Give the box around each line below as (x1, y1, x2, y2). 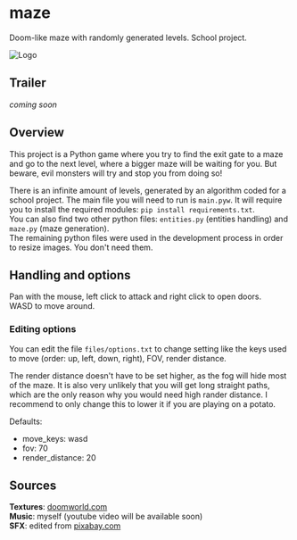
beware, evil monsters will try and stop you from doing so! (9, 168, 223, 179)
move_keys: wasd (21, 433, 88, 444)
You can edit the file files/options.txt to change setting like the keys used (9, 343, 287, 354)
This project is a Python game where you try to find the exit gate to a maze (9, 148, 284, 159)
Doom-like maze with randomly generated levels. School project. (9, 32, 247, 43)
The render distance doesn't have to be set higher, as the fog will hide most (9, 370, 287, 381)
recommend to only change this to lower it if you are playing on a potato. (9, 398, 276, 409)
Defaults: (9, 416, 43, 427)
